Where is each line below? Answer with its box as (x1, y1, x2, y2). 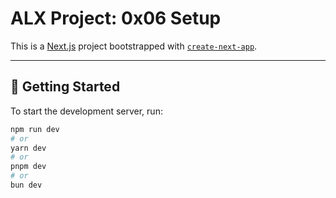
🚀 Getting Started (10, 78, 121, 96)
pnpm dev (10, 162, 47, 172)
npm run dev (10, 124, 60, 134)
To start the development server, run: (10, 105, 163, 117)
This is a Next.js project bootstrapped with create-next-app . (10, 40, 258, 52)
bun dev (10, 180, 43, 190)
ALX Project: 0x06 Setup (10, 7, 222, 30)
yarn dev (10, 143, 47, 153)
